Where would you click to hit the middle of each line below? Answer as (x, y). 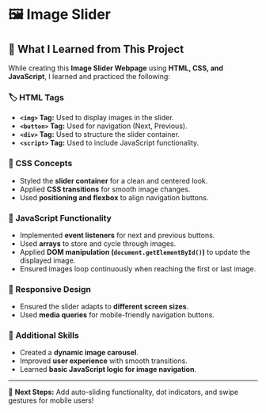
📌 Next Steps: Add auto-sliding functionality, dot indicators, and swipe (123, 392)
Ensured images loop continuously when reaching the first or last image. (138, 268)
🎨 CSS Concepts (40, 164)
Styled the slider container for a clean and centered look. (114, 180)
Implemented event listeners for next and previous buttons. (117, 235)
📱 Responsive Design (49, 289)
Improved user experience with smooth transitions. (103, 361)
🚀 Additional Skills (44, 335)
